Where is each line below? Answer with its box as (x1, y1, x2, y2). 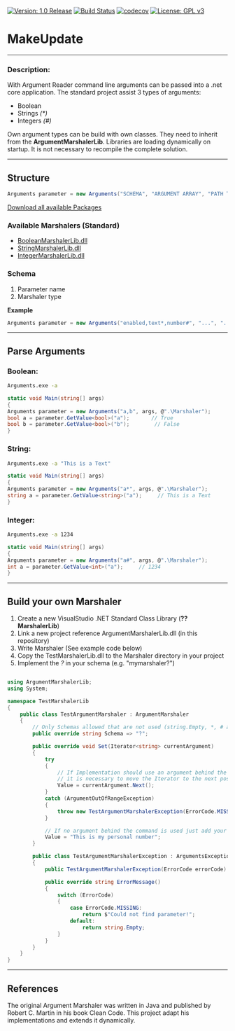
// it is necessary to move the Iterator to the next (57, 775, 218, 782)
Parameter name (17, 284, 66, 293)
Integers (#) (17, 116, 52, 125)
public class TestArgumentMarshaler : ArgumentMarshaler (20, 711, 190, 718)
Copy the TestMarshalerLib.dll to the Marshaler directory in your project (17, 651, 225, 660)
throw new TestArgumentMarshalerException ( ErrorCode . (57, 808, 218, 815)
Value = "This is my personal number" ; (44, 833, 161, 840)
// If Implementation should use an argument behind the (57, 769, 227, 776)
